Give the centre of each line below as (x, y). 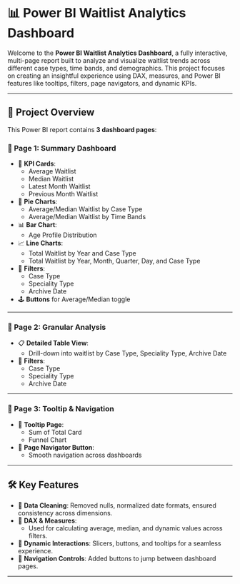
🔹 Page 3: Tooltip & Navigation (61, 409)
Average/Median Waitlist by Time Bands (87, 217)
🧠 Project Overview (51, 112)
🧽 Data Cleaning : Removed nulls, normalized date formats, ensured (117, 505)
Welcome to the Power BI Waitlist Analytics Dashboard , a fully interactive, (117, 53)
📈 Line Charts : (40, 243)
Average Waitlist (52, 171)
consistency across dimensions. (65, 513)
